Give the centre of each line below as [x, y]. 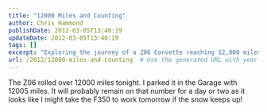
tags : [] [23, 45]
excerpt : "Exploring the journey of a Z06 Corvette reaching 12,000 [124, 52]
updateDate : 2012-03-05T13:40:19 [64, 38]
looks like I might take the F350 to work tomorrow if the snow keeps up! [126, 99]
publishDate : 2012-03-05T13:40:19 [66, 30]
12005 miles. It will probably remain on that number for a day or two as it [126, 91]
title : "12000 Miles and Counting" [67, 15]
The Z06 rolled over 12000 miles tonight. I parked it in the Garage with [123, 82]
